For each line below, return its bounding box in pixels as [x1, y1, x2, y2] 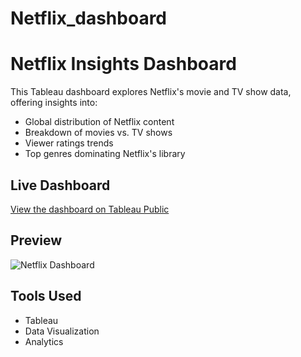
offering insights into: [10, 97, 98, 109]
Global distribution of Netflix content [24, 116, 175, 128]
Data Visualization [24, 325, 100, 337]
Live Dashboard [10, 177, 111, 194]
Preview [10, 232, 63, 249]
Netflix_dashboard [10, 7, 168, 30]
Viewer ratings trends [24, 137, 114, 149]
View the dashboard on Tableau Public [10, 203, 170, 215]
